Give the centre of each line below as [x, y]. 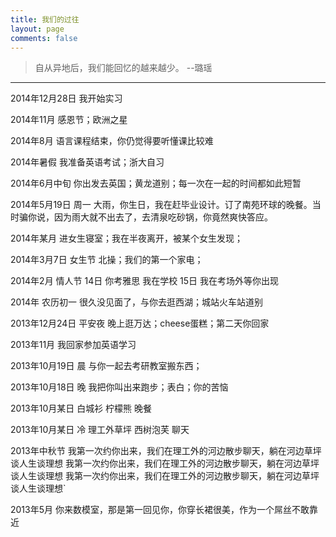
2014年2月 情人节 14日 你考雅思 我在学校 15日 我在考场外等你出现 [145, 281]
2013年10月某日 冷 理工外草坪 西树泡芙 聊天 [100, 430]
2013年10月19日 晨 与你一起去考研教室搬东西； [106, 366]
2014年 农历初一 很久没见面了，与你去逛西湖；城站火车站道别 [136, 302]
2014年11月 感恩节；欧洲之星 [69, 120]
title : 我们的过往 [45, 19]
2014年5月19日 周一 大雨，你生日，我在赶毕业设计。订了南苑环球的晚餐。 [161, 205]
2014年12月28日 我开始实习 [66, 98]
